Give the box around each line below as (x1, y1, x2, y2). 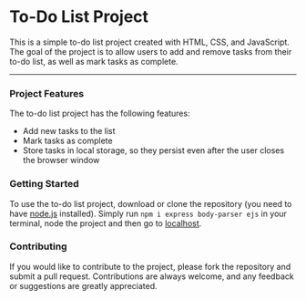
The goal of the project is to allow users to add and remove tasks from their (9, 46, 292, 57)
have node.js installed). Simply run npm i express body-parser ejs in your (9, 208, 287, 219)
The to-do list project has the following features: (9, 108, 190, 119)
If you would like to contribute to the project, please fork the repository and (9, 261, 291, 272)
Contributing (9, 240, 67, 253)
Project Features (9, 87, 85, 99)
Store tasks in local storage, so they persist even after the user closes (22, 145, 285, 156)
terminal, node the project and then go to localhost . (9, 217, 202, 229)
